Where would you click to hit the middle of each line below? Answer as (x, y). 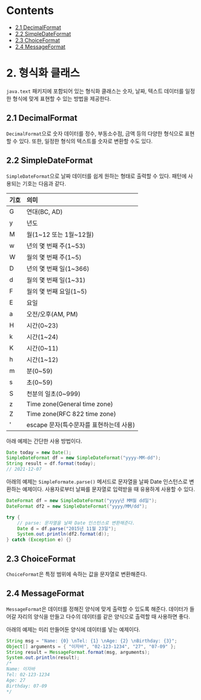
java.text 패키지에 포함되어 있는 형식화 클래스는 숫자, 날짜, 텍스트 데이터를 (95, 91)
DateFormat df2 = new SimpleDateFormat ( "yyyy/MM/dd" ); (77, 506)
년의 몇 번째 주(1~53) (56, 246)
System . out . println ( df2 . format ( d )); (64, 534)
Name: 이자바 (21, 669)
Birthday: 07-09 (27, 686)
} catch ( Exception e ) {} (39, 540)
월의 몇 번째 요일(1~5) (57, 291)
